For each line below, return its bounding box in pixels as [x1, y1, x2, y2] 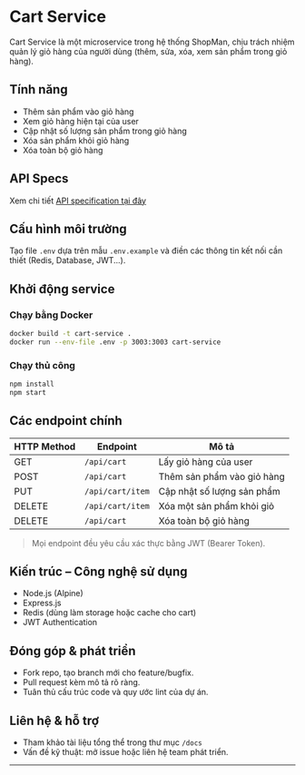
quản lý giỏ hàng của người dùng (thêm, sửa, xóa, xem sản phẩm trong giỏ [9, 45, 288, 56]
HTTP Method [14, 440, 76, 453]
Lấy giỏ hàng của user [158, 456, 253, 468]
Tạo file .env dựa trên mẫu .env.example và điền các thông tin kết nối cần [9, 245, 283, 256]
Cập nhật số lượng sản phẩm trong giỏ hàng [22, 125, 188, 136]
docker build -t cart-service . [9, 329, 132, 338]
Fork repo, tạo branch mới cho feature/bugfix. [22, 667, 194, 678]
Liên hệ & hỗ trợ [9, 712, 100, 728]
